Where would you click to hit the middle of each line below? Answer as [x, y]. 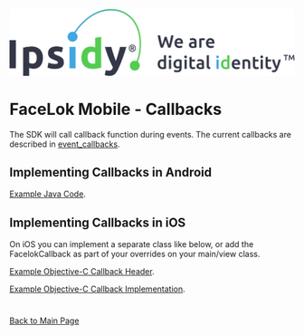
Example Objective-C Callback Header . [82, 272]
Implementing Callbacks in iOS [98, 222]
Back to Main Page [44, 321]
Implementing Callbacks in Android [111, 172]
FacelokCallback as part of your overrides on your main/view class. [135, 254]
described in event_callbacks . [65, 144]
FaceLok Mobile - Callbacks [116, 109]
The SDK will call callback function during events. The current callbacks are [151, 134]
